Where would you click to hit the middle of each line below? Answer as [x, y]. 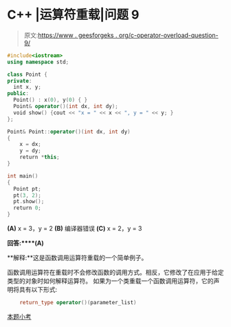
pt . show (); [29, 202]
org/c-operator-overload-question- [168, 35]
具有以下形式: [38, 290]
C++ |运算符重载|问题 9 [73, 15]
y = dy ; [30, 151]
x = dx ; [30, 145]
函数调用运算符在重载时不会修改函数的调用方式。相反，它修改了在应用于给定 [115, 273]
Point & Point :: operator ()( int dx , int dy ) [69, 131]
